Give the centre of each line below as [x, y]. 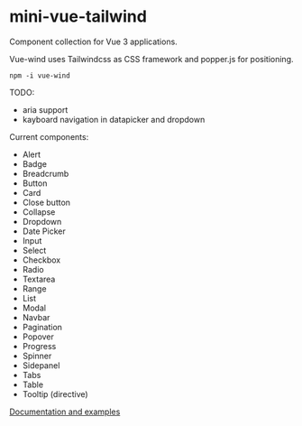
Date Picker [44, 231]
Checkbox [41, 260]
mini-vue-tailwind [78, 17]
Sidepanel [41, 365]
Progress [39, 346]
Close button [46, 202]
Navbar [36, 317]
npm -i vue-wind [40, 75]
